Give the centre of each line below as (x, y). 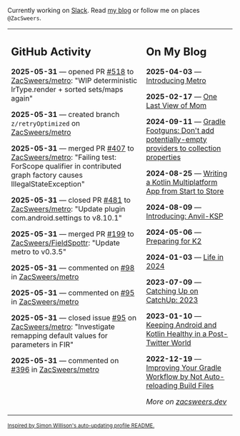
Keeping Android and (181, 325)
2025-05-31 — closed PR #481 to (71, 200)
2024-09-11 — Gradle (186, 121)
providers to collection (184, 148)
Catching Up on (172, 290)
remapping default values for (60, 335)
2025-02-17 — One (182, 96)
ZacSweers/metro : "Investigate (63, 326)
